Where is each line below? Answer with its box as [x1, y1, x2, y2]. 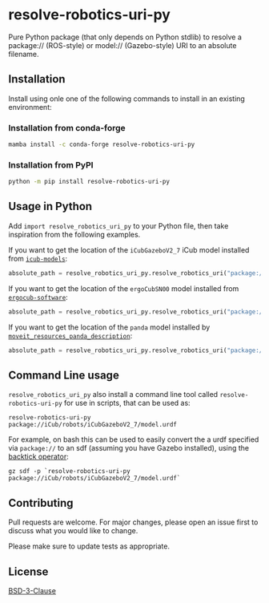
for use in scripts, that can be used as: [63, 399, 191, 408]
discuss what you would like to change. [8, 526, 139, 536]
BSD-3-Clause [8, 585, 56, 595]
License [8, 565, 49, 578]
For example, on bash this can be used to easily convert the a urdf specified [8, 435, 259, 444]
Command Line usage [8, 368, 120, 382]
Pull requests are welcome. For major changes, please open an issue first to [8, 517, 259, 527]
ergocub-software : [8, 292, 68, 301]
